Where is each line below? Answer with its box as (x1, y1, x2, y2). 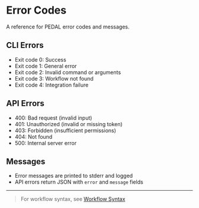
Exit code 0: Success (14, 56, 66, 63)
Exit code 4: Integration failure (14, 81, 89, 88)
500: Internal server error (14, 139, 77, 146)
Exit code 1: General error (14, 62, 77, 69)
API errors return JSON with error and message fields (14, 178, 143, 185)
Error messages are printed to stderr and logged (14, 172, 133, 180)
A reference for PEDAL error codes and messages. (6, 23, 130, 30)
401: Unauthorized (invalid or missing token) (14, 120, 123, 127)
